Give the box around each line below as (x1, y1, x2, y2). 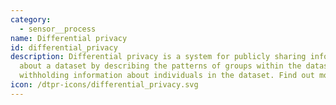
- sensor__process (19, 24, 97, 34)
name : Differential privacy (10, 33, 128, 43)
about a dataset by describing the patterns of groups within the (19, 61, 302, 71)
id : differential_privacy (10, 42, 118, 53)
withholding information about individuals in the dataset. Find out (19, 71, 315, 81)
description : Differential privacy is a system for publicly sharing (10, 52, 307, 62)
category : (10, 14, 52, 25)
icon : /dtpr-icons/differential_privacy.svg (10, 80, 199, 90)
